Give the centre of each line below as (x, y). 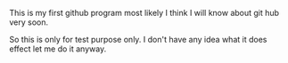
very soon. (29, 22)
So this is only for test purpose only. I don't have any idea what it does (138, 39)
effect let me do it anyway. (58, 49)
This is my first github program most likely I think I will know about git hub (144, 13)
